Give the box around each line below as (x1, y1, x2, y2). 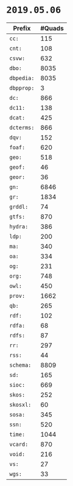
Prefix (13, 24, 31, 32)
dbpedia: (9, 74, 35, 82)
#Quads (40, 24, 64, 32)
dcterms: (9, 124, 35, 131)
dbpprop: (9, 84, 35, 91)
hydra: (9, 223, 29, 230)
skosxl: (9, 401, 32, 408)
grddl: (9, 203, 29, 210)
